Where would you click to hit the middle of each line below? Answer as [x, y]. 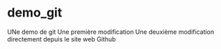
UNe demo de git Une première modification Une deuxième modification [111, 32]
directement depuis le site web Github [62, 39]
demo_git [35, 13]
